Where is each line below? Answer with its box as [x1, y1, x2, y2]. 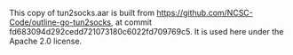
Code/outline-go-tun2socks [9, 17, 112, 27]
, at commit [110, 17, 153, 27]
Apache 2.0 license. [9, 35, 83, 46]
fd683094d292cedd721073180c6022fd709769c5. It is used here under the [9, 27, 284, 36]
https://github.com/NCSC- [156, 8, 253, 18]
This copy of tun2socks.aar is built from [9, 8, 155, 18]
